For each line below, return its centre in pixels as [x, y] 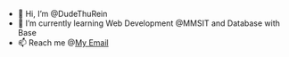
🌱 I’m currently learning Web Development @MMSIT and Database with [149, 23]
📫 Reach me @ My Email [63, 43]
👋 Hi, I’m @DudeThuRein [62, 14]
